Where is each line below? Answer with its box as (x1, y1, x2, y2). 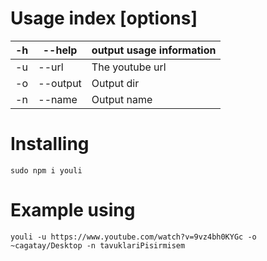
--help (42, 43, 78, 57)
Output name (91, 92, 153, 106)
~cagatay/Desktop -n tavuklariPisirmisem (10, 240, 186, 251)
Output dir (91, 76, 140, 90)
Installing (10, 133, 90, 156)
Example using (10, 199, 136, 222)
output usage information (91, 43, 217, 57)
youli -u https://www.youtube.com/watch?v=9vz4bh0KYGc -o (10, 232, 257, 242)
